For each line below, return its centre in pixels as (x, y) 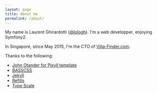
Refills (18, 80)
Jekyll (18, 76)
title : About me (21, 14)
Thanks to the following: (29, 56)
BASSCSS (22, 70)
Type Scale (23, 86)
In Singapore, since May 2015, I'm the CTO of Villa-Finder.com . (68, 47)
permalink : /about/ (25, 18)
